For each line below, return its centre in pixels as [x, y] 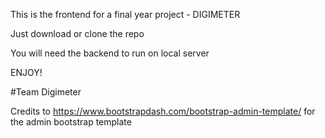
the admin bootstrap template [71, 122]
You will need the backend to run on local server [110, 53]
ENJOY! [26, 72]
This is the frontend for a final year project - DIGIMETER [125, 14]
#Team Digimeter [46, 92]
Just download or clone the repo [77, 33]
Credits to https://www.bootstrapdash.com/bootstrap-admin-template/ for [163, 111]
